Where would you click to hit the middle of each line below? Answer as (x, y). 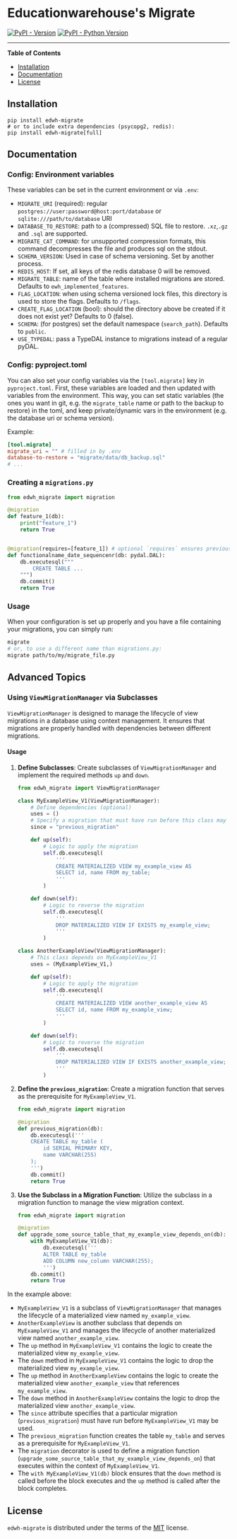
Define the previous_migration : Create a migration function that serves (121, 1089)
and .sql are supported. (53, 234)
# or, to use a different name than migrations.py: (85, 649)
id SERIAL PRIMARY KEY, (78, 1148)
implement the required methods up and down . (84, 775)
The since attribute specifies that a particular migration (97, 1413)
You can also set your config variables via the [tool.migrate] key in (106, 380)
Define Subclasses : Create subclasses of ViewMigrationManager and (117, 767)
